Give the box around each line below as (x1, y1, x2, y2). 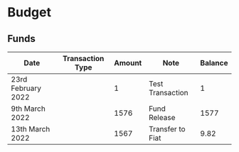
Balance (200, 58, 228, 67)
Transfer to (148, 124, 186, 134)
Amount (113, 58, 142, 67)
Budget (7, 4, 52, 21)
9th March (11, 104, 46, 114)
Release (148, 113, 176, 122)
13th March (11, 124, 51, 134)
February (11, 83, 41, 93)
